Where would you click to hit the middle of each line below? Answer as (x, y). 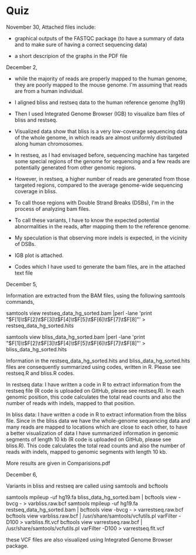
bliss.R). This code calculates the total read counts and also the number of (96, 446)
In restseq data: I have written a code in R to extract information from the (94, 384)
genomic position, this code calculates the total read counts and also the (94, 397)
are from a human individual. (49, 91)
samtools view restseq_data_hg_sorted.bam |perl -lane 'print (79, 313)
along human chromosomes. (49, 143)
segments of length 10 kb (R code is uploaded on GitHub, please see (89, 439)
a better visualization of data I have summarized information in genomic (92, 433)
